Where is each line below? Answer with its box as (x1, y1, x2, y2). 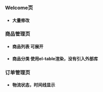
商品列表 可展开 (12, 44, 44, 50)
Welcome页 (5, 4, 33, 11)
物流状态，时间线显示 (12, 82, 55, 88)
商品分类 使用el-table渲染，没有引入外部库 (12, 55, 99, 61)
